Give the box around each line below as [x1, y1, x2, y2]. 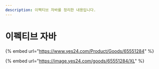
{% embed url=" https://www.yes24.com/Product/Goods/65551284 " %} [5, 48, 154, 54]
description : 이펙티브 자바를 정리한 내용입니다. [5, 7, 96, 13]
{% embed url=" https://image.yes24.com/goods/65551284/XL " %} [5, 58, 145, 64]
